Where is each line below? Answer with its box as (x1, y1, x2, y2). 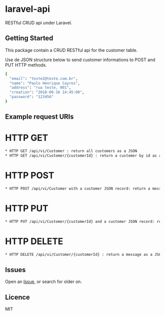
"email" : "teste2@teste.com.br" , (9, 76, 78, 81)
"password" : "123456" (9, 95, 54, 100)
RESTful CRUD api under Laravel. (5, 20, 72, 26)
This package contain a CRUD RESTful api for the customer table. (5, 47, 138, 53)
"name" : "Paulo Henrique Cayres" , (9, 80, 80, 86)
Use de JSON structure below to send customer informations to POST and (5, 57, 156, 63)
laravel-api (5, 3, 50, 15)
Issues (5, 265, 26, 274)
